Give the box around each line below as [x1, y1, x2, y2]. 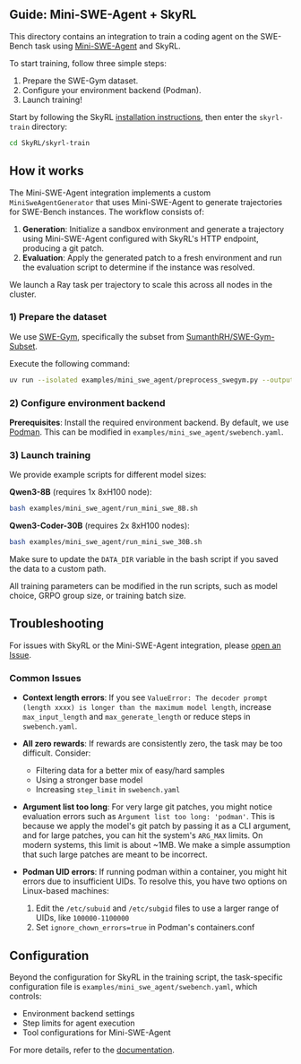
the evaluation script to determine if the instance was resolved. [21, 262, 255, 272]
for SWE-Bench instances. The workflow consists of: [9, 206, 204, 217]
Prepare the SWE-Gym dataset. [21, 75, 139, 86]
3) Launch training [9, 448, 91, 461]
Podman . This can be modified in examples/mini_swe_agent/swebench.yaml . [9, 426, 284, 437]
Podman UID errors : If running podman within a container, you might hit [21, 867, 288, 878]
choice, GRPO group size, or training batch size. [9, 591, 186, 601]
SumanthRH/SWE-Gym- [185, 331, 275, 342]
